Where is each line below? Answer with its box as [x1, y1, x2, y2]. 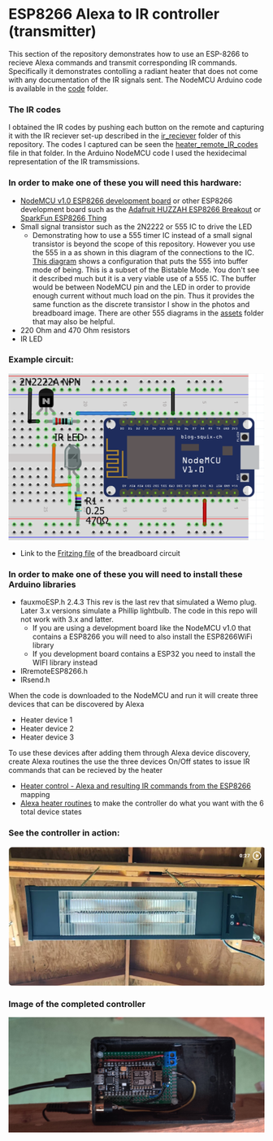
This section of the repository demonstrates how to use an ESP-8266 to [8, 49, 249, 59]
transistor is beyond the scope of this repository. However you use [32, 239, 256, 249]
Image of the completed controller [8, 998, 146, 1009]
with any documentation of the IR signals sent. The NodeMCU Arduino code [8, 75, 262, 85]
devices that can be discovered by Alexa [8, 700, 145, 709]
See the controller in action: [8, 827, 120, 839]
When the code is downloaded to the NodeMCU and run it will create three [8, 691, 258, 701]
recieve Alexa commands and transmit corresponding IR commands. [8, 58, 237, 67]
